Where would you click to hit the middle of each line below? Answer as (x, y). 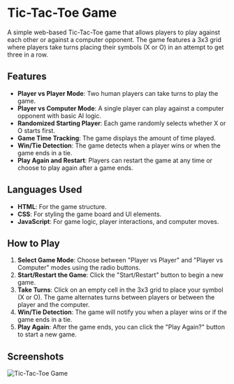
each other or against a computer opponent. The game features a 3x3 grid (114, 39)
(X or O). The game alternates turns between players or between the (116, 297)
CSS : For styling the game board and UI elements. (89, 214)
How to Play (34, 243)
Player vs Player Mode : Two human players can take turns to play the (118, 93)
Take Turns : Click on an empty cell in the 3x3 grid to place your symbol (120, 290)
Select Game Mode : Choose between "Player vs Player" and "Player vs (120, 260)
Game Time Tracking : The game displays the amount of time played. (117, 138)
